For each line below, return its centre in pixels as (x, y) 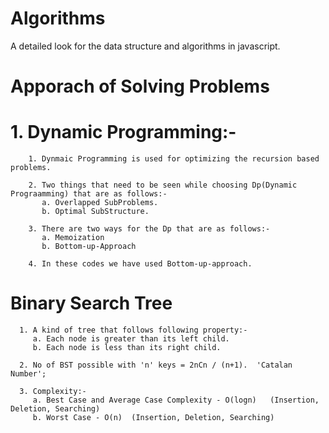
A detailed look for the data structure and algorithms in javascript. (145, 46)
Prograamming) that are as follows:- (89, 194)
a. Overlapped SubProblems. (100, 203)
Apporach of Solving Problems (140, 86)
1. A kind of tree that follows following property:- (133, 330)
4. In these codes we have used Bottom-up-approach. (140, 264)
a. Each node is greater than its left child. (131, 339)
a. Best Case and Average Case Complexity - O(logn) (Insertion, (176, 400)
